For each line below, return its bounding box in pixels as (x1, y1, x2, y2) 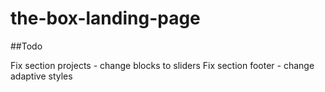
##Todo (10, 40, 43, 52)
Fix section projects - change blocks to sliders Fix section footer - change (10, 59, 315, 71)
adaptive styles (10, 70, 73, 82)
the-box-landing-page (10, 7, 201, 30)
